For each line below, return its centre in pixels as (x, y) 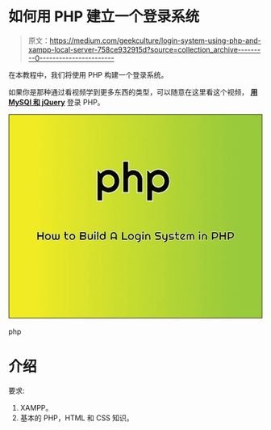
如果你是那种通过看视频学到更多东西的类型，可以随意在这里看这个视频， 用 (133, 92)
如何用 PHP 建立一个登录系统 (104, 17)
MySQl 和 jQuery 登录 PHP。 (56, 102)
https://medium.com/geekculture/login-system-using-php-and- (156, 40)
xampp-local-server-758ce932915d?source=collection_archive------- (144, 49)
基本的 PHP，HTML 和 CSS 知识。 (77, 418)
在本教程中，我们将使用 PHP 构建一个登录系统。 (88, 74)
